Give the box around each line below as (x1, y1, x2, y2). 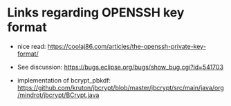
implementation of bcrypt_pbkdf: (17, 76, 111, 84)
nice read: (17, 42, 46, 50)
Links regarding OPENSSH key (7, 5, 185, 21)
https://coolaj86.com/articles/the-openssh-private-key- (47, 42, 206, 50)
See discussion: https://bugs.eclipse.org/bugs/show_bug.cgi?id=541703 (17, 63, 223, 71)
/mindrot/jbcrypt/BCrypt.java (17, 91, 100, 99)
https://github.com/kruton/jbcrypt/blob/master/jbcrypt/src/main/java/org (17, 83, 225, 92)
